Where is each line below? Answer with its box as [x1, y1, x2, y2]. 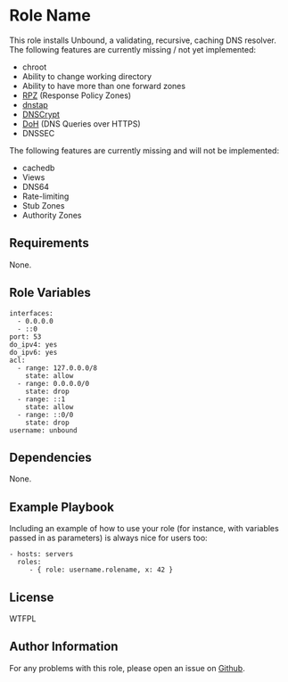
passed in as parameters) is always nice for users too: [9, 532, 208, 544]
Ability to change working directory [21, 70, 152, 81]
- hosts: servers [9, 550, 74, 559]
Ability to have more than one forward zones [21, 80, 185, 91]
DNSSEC [21, 127, 55, 138]
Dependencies [9, 449, 92, 464]
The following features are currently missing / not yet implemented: [9, 44, 257, 54]
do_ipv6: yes [9, 348, 58, 357]
